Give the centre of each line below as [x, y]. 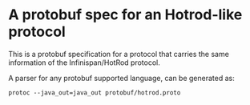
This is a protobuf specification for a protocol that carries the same [119, 54]
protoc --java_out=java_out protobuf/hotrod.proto [95, 93]
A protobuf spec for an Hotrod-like [125, 15]
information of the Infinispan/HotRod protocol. [84, 63]
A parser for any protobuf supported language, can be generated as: [121, 78]
